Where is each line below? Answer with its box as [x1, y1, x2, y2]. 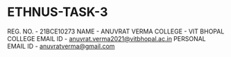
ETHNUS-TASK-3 [7, 4, 108, 20]
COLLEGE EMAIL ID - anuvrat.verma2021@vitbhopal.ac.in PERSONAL [7, 34, 206, 42]
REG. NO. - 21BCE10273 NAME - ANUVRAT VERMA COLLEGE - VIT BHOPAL [7, 27, 225, 35]
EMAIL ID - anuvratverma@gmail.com [7, 42, 115, 50]
